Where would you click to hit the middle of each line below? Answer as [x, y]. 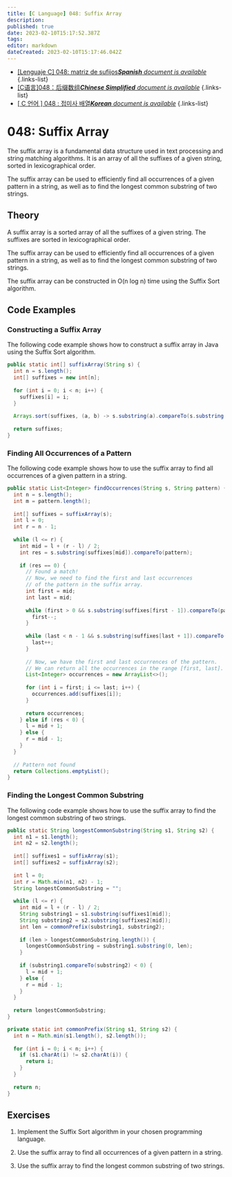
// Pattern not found [45, 765]
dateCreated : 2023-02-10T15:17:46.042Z [65, 53]
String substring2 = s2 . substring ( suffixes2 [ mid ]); [95, 920]
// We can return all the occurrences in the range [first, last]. [125, 668]
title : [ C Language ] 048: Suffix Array [65, 13]
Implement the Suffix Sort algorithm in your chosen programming [109, 1132]
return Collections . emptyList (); [61, 771]
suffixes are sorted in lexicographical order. [69, 239]
